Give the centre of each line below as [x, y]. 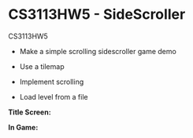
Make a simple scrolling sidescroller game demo [98, 51]
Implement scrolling [52, 82]
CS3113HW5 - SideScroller [97, 15]
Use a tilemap [42, 66]
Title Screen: [30, 112]
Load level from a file [54, 96]
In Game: [23, 127]
